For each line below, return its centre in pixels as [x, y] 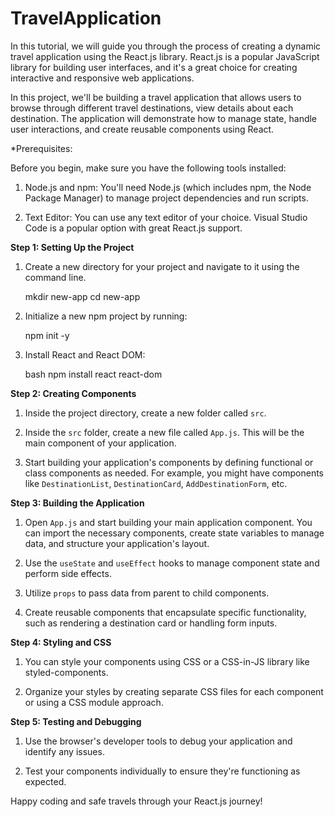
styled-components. [66, 672]
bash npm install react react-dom [93, 374]
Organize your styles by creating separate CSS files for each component [174, 691]
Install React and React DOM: [85, 354]
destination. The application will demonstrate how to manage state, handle [164, 118]
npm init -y [47, 335]
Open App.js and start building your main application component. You [168, 522]
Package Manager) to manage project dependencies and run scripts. [166, 198]
